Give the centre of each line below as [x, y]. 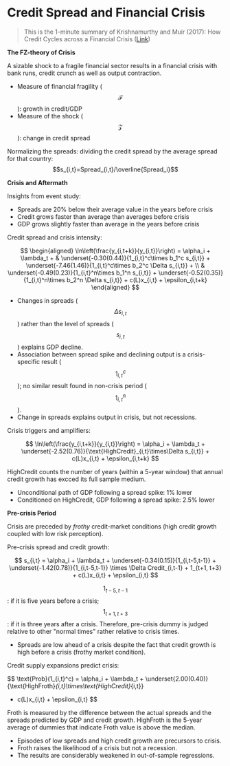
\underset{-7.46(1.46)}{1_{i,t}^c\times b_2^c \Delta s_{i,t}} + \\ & [115, 265]
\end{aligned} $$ [115, 287]
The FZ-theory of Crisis [41, 52]
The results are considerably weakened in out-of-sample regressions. [116, 756]
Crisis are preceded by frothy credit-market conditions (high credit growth [112, 526]
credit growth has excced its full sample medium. [77, 479]
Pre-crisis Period [32, 513]
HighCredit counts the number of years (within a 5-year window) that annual [115, 472]
